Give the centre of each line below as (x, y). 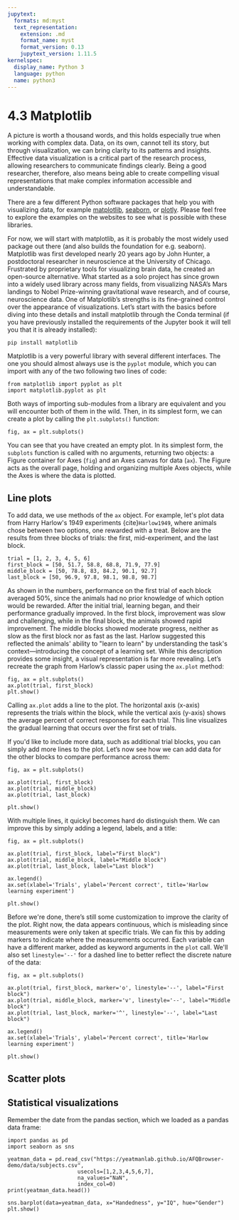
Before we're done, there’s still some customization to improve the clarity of (118, 917)
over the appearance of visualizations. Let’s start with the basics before (112, 307)
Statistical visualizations (63, 1103)
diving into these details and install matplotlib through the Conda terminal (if (118, 315)
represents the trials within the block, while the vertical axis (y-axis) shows (117, 713)
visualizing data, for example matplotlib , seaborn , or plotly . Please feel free (117, 210)
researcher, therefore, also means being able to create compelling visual (113, 173)
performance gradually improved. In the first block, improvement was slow (117, 614)
